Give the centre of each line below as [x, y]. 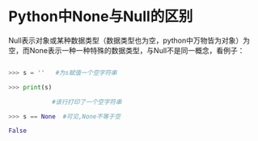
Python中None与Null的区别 [101, 17]
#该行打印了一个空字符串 [87, 102]
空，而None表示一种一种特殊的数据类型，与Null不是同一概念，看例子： [127, 50]
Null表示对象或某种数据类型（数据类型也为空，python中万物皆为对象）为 [129, 40]
